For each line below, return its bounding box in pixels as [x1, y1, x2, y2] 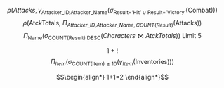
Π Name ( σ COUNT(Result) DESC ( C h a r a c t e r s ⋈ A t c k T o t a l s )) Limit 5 [23, 31, 202, 42]
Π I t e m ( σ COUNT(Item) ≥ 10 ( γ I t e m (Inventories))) [50, 58, 175, 68]
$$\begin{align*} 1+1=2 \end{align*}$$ [56, 73, 169, 82]
